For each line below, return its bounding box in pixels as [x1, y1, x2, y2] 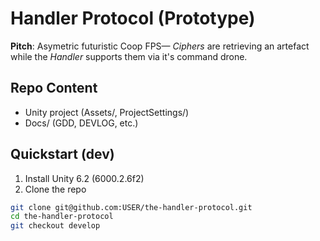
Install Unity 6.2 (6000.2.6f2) [24, 172, 145, 184]
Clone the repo [24, 183, 87, 195]
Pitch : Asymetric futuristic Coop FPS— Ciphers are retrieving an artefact [10, 40, 310, 52]
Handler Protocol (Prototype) [10, 7, 256, 30]
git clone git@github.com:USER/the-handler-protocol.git [10, 202, 253, 212]
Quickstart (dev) [10, 146, 115, 163]
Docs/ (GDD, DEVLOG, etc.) [24, 117, 139, 129]
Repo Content [10, 80, 98, 97]
